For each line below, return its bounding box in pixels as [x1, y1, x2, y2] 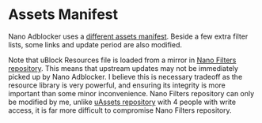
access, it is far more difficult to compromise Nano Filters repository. [8, 105, 232, 115]
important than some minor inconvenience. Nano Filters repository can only [8, 88, 255, 98]
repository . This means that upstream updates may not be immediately [8, 63, 239, 73]
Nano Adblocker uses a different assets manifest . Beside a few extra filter [8, 32, 249, 41]
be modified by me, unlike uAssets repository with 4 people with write [8, 97, 236, 106]
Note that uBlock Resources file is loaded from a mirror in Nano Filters [8, 55, 237, 65]
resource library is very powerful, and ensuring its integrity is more [8, 80, 226, 90]
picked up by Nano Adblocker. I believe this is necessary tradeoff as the [8, 72, 243, 81]
